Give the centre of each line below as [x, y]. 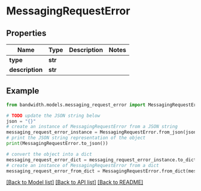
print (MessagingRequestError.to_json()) [57, 144]
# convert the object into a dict [49, 154]
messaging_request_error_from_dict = [53, 171]
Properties [26, 33]
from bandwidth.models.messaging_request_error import [76, 105]
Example [23, 91]
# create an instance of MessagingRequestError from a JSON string [92, 127]
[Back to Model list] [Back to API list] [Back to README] [75, 182]
